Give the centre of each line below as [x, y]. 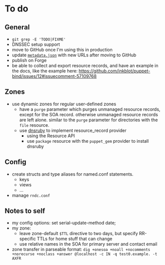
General [17, 27]
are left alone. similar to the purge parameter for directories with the [88, 120]
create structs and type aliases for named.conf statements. [73, 174]
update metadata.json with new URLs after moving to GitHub [74, 55]
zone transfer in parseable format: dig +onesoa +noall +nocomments [81, 250]
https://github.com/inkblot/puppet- [114, 71]
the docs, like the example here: [45, 71]
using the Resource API [51, 136]
